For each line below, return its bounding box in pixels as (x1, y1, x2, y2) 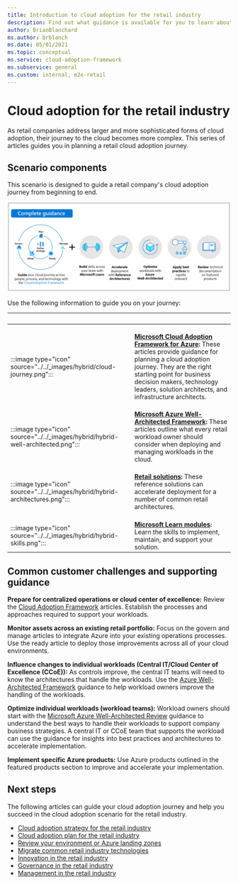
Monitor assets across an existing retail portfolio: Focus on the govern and (7, 624, 229, 632)
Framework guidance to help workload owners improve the (42, 683, 215, 691)
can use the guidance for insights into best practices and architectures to (7, 734, 221, 742)
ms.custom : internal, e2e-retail (7, 71, 106, 78)
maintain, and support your (134, 535, 213, 544)
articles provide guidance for (134, 347, 218, 356)
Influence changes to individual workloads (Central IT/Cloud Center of (7, 660, 218, 668)
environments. (7, 646, 50, 655)
